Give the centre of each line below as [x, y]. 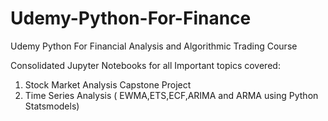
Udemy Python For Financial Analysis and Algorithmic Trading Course [154, 46]
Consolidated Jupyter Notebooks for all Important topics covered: [145, 65]
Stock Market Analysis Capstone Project [108, 84]
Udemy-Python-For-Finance [131, 18]
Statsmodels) [52, 106]
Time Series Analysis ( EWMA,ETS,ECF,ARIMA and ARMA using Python [171, 95]
